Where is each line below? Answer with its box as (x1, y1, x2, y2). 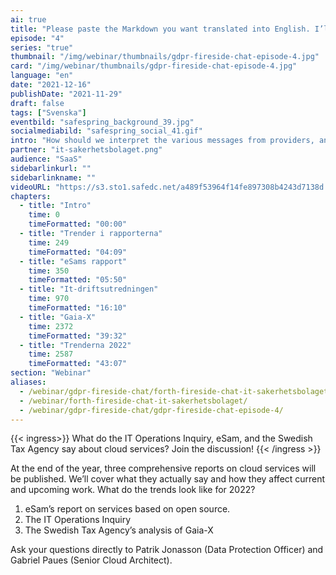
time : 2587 (28, 349, 74, 360)
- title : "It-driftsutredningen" (19, 284, 159, 295)
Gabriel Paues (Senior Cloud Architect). (10, 554, 173, 566)
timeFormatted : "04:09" (28, 247, 128, 257)
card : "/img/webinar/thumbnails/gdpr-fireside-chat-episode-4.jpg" (10, 61, 298, 71)
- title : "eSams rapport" (19, 256, 128, 266)
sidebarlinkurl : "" (10, 163, 92, 173)
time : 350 (28, 266, 70, 276)
